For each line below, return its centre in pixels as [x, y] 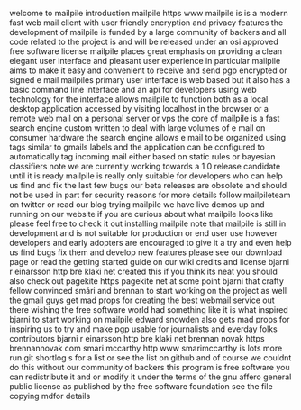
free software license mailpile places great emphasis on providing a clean [146, 51]
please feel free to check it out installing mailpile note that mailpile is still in [148, 223]
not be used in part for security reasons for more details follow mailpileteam [150, 195]
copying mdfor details [50, 396]
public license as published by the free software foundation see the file [141, 386]
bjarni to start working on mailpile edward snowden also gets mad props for [150, 319]
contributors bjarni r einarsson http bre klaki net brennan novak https [137, 338]
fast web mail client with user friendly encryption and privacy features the [146, 23]
